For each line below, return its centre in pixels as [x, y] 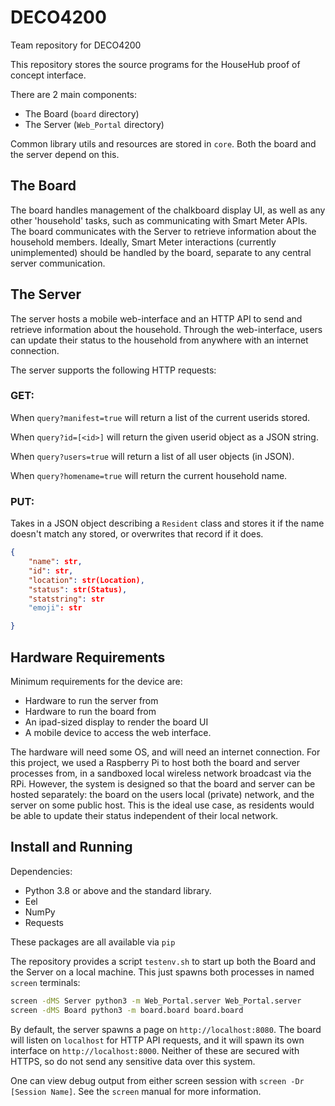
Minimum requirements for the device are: [96, 681]
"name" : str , [55, 562]
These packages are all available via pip [93, 942]
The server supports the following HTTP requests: [113, 370]
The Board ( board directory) [82, 113]
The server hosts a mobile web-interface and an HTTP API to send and [156, 318]
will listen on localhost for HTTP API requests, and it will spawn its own [157, 1040]
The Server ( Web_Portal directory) [94, 124]
